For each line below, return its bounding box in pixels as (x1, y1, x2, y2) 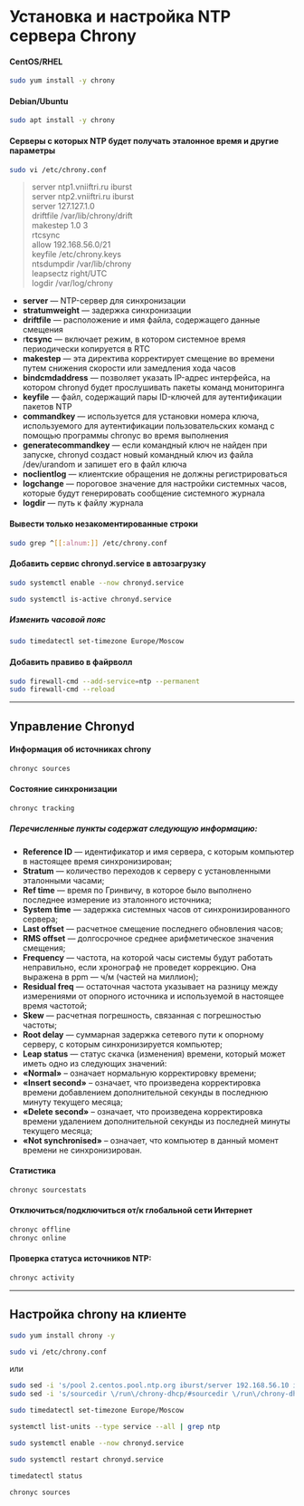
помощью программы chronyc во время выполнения (22, 430, 229, 441)
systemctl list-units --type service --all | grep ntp (9, 1423, 221, 1432)
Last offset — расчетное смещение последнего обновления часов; (22, 922, 283, 934)
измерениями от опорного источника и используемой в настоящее (22, 990, 285, 1001)
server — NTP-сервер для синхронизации (22, 295, 186, 306)
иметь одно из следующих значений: (22, 1057, 167, 1068)
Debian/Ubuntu (9, 95, 69, 106)
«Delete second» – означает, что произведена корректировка (22, 1105, 263, 1116)
